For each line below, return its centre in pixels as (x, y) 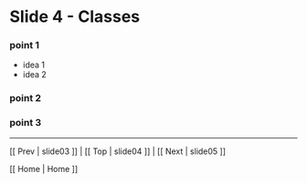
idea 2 (35, 75)
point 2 (26, 98)
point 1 (24, 46)
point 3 (26, 123)
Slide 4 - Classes (75, 17)
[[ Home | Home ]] (44, 168)
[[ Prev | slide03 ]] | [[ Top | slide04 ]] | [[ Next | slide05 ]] (118, 151)
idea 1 (34, 65)
